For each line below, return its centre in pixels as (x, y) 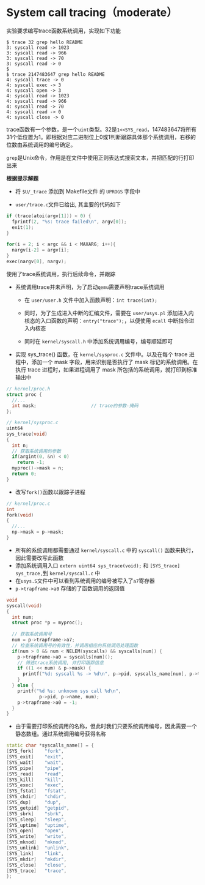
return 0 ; (24, 474)
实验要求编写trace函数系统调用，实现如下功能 (63, 31)
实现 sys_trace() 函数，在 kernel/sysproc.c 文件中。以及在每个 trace (101, 354)
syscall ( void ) (24, 606)
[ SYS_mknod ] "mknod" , (37, 842)
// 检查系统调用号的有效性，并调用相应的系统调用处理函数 (75, 645)
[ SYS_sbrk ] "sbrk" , (35, 814)
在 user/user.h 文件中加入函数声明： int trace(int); (91, 300)
